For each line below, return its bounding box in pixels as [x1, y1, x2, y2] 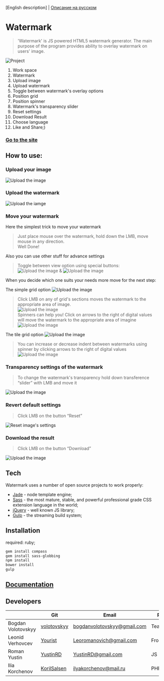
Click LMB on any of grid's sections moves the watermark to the [17, 296, 146, 302]
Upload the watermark [5, 190, 60, 196]
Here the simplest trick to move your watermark [5, 224, 101, 230]
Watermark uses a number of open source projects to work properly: [5, 482, 144, 488]
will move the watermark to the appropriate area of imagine [17, 317, 137, 323]
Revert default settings [5, 402, 61, 408]
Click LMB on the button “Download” [17, 446, 91, 451]
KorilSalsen [40, 665, 67, 672]
